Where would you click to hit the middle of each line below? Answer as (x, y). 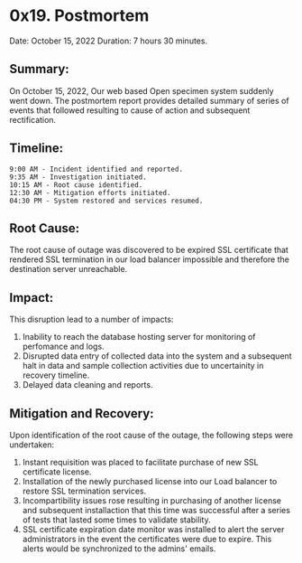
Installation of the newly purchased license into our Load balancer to (150, 481)
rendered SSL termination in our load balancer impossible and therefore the (150, 259)
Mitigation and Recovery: (82, 413)
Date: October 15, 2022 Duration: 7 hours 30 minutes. (109, 41)
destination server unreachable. (69, 269)
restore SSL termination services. (84, 491)
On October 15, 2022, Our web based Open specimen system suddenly (142, 90)
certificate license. (57, 472)
